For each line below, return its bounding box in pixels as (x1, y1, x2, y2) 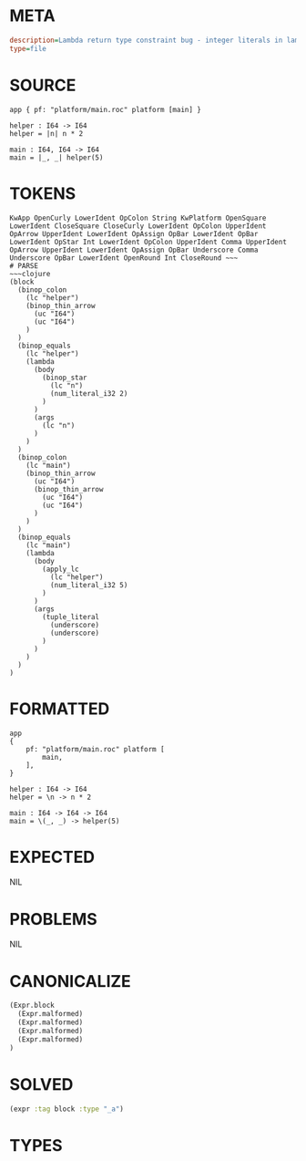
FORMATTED (9, 699, 110, 719)
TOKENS (9, 183, 76, 203)
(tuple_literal (42, 612, 100, 621)
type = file (9, 44, 47, 53)
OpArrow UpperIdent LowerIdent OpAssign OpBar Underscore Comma (9, 245, 259, 254)
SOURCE (9, 75, 76, 96)
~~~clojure (9, 269, 51, 278)
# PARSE (9, 261, 39, 270)
